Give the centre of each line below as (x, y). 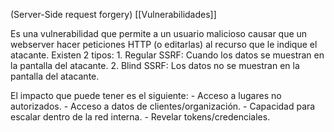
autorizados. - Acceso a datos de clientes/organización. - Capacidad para (163, 106)
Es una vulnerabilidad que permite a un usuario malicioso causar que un (159, 33)
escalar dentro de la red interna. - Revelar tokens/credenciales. (140, 117)
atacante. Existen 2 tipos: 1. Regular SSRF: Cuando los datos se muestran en (167, 55)
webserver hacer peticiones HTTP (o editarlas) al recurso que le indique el (164, 44)
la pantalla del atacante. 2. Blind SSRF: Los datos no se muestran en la (155, 65)
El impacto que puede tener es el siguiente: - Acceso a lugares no (146, 95)
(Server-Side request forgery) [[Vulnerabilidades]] (113, 14)
